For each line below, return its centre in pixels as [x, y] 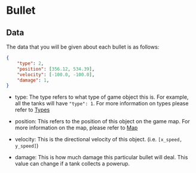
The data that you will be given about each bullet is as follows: [83, 47]
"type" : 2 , [30, 63]
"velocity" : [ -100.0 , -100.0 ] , [56, 75]
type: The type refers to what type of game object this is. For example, [102, 97]
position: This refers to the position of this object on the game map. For [102, 122]
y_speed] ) [27, 146]
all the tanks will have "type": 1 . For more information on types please [102, 104]
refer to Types [32, 110]
